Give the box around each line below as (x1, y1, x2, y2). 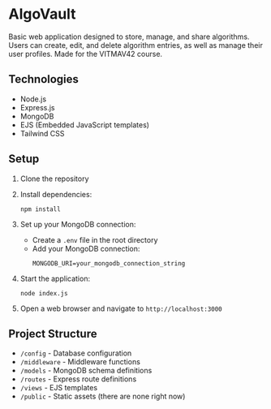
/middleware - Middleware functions (19, 357, 140, 367)
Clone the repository (19, 174, 89, 183)
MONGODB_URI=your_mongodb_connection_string (32, 259, 186, 268)
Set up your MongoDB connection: (19, 219, 136, 229)
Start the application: (19, 273, 91, 283)
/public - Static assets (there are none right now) (19, 391, 186, 402)
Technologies (8, 72, 80, 86)
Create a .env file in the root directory (32, 235, 158, 244)
